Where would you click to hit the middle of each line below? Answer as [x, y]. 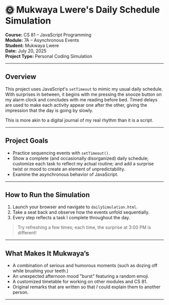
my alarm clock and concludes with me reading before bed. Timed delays [81, 99]
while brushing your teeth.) [40, 271]
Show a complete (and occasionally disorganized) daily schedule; [80, 158]
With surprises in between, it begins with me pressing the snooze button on [83, 94]
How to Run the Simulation [48, 195]
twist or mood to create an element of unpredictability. [69, 169]
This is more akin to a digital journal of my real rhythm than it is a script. [79, 120]
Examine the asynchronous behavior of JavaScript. [65, 174]
